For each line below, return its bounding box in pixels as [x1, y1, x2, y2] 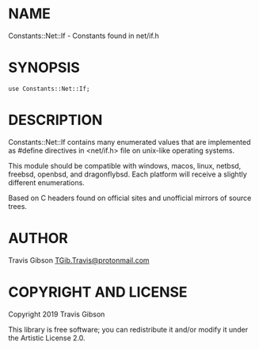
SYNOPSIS [8, 59, 81, 77]
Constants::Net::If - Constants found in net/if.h [8, 31, 160, 40]
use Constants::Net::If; [8, 85, 90, 93]
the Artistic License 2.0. [8, 333, 86, 343]
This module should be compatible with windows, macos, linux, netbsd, [8, 161, 242, 170]
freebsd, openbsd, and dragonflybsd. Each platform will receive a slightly [8, 169, 247, 179]
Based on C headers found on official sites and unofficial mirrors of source [8, 193, 252, 203]
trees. [8, 201, 28, 211]
